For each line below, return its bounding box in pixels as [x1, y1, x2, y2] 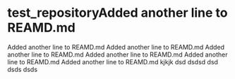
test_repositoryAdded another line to [7, 5, 228, 21]
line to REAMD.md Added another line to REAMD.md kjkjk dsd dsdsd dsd [7, 57, 219, 66]
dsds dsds [7, 65, 37, 73]
